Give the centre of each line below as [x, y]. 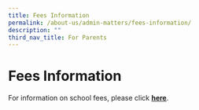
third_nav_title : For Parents [58, 37]
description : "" [35, 30]
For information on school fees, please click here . [88, 98]
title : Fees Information [49, 15]
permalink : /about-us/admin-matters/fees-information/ [100, 23]
